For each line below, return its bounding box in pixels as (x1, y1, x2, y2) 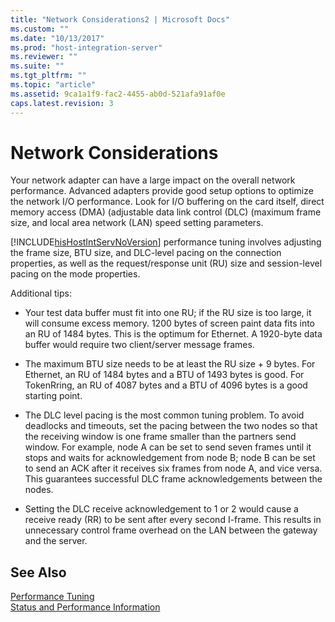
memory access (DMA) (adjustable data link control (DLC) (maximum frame (10, 206, 322, 218)
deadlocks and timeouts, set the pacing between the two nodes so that (24, 420, 318, 432)
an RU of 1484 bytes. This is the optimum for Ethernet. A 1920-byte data (24, 328, 323, 340)
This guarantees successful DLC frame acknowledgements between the (24, 473, 323, 485)
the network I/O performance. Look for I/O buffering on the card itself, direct (10, 196, 325, 208)
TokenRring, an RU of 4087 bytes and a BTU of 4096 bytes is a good (24, 379, 308, 391)
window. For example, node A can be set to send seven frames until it (24, 441, 312, 453)
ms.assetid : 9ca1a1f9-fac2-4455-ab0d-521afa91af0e (10, 89, 226, 99)
